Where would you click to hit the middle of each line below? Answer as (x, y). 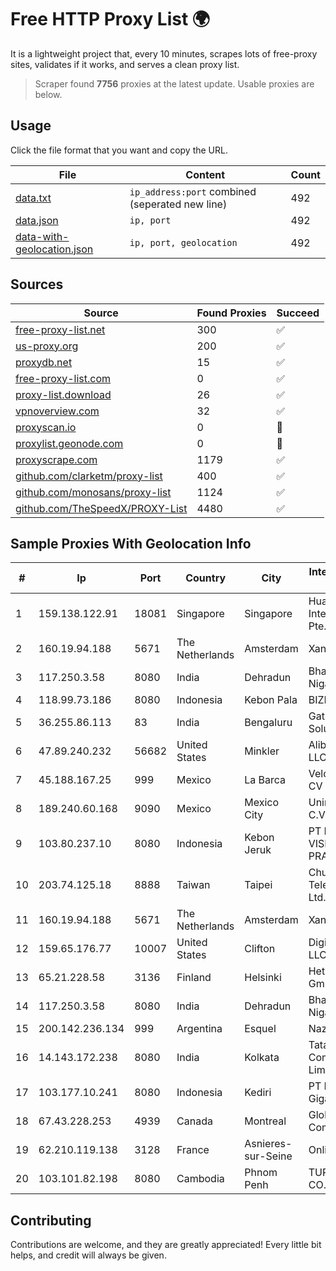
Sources (37, 284)
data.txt (33, 198)
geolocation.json (54, 249)
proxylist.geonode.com (69, 443)
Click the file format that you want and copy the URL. (119, 150)
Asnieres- (268, 1144)
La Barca (265, 780)
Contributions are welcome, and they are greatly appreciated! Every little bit (166, 1245)
